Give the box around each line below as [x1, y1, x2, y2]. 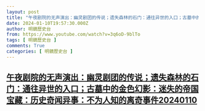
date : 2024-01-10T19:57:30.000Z [6, 20, 88, 26]
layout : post [6, 8, 40, 15]
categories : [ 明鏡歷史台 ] [6, 49, 73, 55]
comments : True [6, 43, 45, 49]
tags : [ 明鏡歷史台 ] [6, 37, 57, 43]
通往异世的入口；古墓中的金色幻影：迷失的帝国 [22, 84, 199, 94]
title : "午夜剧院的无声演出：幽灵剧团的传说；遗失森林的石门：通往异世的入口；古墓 [6, 15, 192, 21]
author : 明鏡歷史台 [6, 25, 51, 32]
